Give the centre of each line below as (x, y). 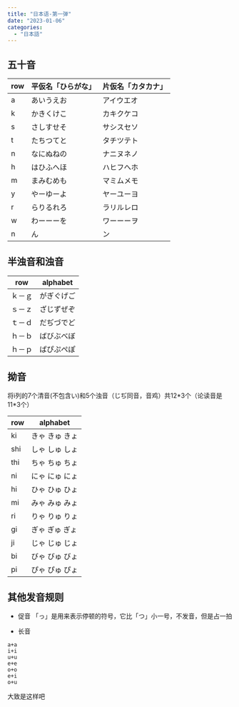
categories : (25, 27)
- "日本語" (28, 34)
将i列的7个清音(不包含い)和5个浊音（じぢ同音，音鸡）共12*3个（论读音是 (115, 395)
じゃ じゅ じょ (55, 543)
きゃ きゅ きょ (55, 436)
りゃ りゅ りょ (55, 516)
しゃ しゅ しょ (55, 449)
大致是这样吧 (26, 696)
